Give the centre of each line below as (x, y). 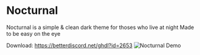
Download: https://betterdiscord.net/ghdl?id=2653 (69, 45)
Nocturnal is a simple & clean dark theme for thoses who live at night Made (100, 27)
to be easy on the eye (33, 33)
